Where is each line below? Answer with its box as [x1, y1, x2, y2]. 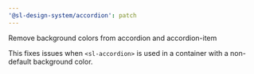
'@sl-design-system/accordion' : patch [8, 11, 137, 20]
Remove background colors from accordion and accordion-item [8, 33, 217, 43]
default [8, 57, 32, 66]
